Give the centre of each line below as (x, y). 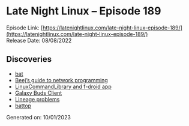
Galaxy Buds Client (38, 93)
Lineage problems (37, 99)
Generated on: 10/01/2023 (38, 117)
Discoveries (29, 59)
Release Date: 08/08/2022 (39, 40)
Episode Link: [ (25, 28)
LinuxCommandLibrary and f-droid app (63, 86)
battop (23, 106)
